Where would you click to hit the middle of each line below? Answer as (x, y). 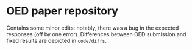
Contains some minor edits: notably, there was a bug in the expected (93, 28)
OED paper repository (62, 11)
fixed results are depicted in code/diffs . (56, 40)
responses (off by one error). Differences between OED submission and (96, 34)
